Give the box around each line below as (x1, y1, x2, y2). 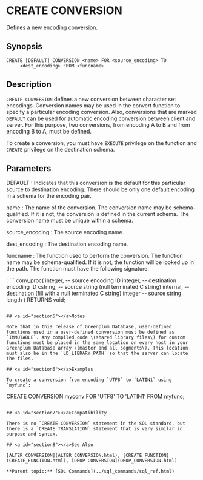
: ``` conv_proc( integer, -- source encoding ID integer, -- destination (6, 277, 177, 284)
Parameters (6, 163, 52, 174)
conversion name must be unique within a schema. (6, 217, 133, 225)
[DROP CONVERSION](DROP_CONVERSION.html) (71, 458, 178, 464)
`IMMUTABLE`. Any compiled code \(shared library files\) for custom (6, 334, 186, 340)
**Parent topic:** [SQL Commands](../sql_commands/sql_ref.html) (6, 468, 175, 475)
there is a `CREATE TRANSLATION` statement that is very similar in (6, 426, 183, 432)
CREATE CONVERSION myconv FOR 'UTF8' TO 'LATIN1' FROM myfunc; (6, 393, 185, 401)
